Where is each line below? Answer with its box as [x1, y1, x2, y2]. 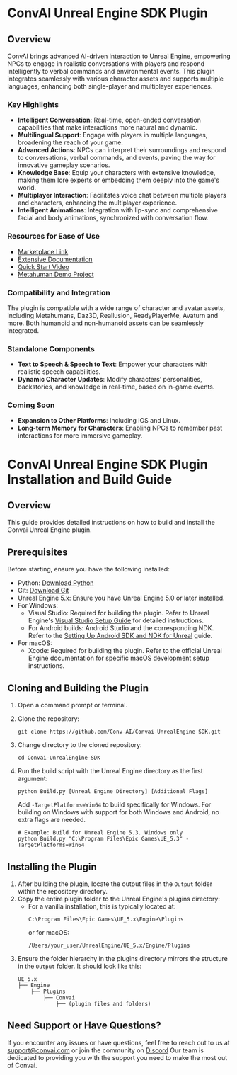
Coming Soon [7, 400, 55, 410]
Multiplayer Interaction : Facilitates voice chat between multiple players [17, 191, 226, 200]
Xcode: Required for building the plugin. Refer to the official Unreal [28, 647, 223, 655]
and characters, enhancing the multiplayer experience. [17, 198, 178, 207]
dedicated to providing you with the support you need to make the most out [7, 1053, 228, 1062]
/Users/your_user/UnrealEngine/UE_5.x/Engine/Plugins [28, 942, 190, 949]
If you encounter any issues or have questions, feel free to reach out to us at [7, 1038, 230, 1047]
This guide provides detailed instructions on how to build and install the [7, 518, 216, 527]
